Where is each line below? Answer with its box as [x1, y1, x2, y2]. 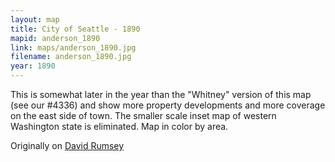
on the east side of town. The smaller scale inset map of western [10, 110, 277, 121]
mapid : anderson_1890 [10, 33, 101, 43]
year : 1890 [10, 61, 56, 71]
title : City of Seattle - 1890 [10, 24, 141, 34]
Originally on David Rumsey [10, 140, 125, 151]
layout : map [10, 14, 60, 25]
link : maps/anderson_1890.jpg [10, 42, 137, 53]
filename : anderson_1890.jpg [10, 52, 132, 62]
